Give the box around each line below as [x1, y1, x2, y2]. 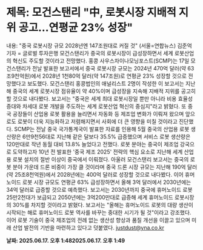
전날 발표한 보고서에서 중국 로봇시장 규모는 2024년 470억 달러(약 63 [32, 64, 195, 72]
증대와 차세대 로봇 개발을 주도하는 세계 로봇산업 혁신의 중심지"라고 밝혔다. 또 [6, 103, 187, 110]
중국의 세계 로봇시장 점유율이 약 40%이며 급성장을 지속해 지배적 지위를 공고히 [12, 87, 196, 95]
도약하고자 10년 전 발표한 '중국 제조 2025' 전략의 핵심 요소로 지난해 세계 [12, 148, 183, 155]
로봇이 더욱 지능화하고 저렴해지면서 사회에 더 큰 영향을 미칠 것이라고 [17, 118, 178, 125]
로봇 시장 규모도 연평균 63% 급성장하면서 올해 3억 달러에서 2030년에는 [22, 178, 191, 186]
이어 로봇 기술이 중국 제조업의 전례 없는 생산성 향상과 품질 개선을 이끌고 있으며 [6, 216, 191, 223]
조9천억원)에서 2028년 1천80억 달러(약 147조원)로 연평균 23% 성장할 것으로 [6, 72, 187, 79]
